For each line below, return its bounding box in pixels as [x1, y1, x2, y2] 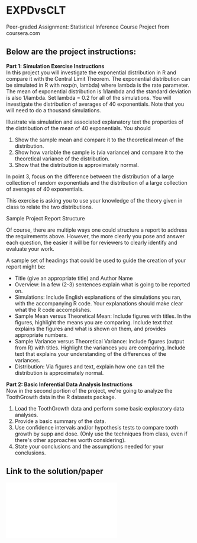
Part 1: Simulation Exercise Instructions [6, 62, 105, 70]
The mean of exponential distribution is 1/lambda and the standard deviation [6, 87, 191, 95]
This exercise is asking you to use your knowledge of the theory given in [6, 197, 183, 204]
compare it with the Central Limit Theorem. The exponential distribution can [6, 75, 190, 82]
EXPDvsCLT [6, 4, 66, 17]
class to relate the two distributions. [6, 203, 93, 210]
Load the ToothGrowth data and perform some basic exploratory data [14, 405, 185, 412]
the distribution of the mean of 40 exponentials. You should [6, 124, 151, 131]
